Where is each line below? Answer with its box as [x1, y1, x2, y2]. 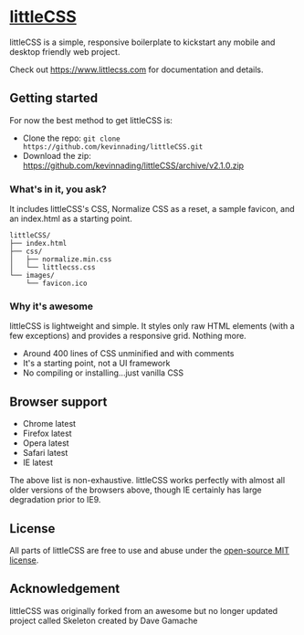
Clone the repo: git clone [22, 132, 121, 143]
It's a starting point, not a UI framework [22, 358, 171, 369]
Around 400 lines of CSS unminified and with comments [22, 348, 235, 359]
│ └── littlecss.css [9, 263, 96, 272]
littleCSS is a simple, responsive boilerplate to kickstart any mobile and [9, 37, 276, 48]
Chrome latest [22, 418, 76, 429]
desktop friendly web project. [9, 46, 121, 57]
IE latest [22, 457, 53, 468]
